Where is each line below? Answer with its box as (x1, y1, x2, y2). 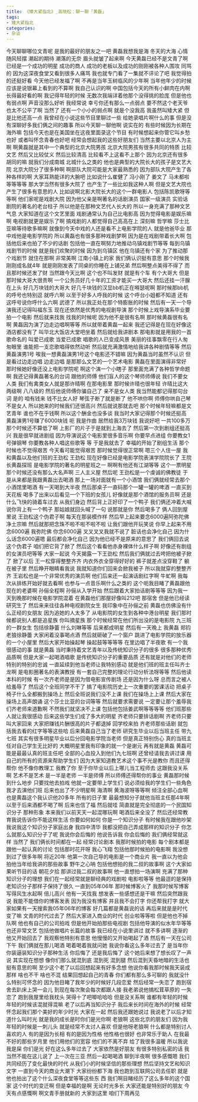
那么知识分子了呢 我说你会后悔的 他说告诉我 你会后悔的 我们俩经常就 (16, 831, 183, 838)
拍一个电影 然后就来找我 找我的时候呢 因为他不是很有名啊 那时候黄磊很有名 (6, 314, 188, 321)
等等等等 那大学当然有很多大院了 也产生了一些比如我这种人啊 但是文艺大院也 (6, 181, 192, 188)
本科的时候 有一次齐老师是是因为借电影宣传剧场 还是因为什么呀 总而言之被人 (6, 676, 192, 683)
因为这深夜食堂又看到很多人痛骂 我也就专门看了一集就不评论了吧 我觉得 (12, 70, 187, 77)
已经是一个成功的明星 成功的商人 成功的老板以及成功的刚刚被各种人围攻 (6, 63, 180, 70)
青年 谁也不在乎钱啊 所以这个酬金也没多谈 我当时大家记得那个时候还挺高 (11, 410, 187, 417)
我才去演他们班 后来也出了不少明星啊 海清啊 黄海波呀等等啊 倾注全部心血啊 (6, 787, 188, 794)
